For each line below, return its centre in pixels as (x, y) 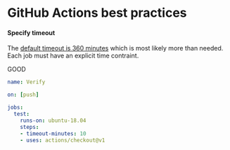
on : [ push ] (23, 95)
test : (22, 114)
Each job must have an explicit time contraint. (73, 56)
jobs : (15, 108)
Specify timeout (31, 32)
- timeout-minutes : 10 (53, 134)
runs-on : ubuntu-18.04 (53, 121)
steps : (30, 127)
